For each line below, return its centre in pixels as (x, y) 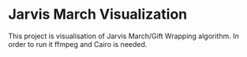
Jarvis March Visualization (98, 14)
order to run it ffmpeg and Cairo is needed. (78, 44)
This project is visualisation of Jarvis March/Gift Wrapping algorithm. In (123, 36)
